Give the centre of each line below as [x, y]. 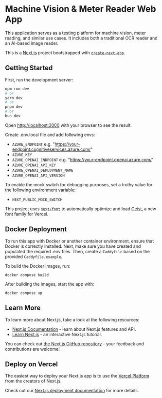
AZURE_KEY [22, 155]
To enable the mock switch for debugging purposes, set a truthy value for [79, 184]
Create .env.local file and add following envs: [50, 135]
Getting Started [29, 68]
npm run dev [17, 89]
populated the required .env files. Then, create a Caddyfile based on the [77, 251]
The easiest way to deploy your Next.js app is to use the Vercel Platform [77, 376]
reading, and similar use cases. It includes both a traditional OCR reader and [81, 38]
